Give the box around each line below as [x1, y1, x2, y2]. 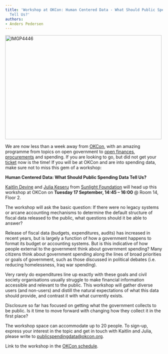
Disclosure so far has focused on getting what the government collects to [5, 302, 156, 308]
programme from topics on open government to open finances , [5, 148, 135, 155]
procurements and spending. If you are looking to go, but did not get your [5, 154, 156, 160]
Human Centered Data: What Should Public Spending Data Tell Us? [5, 174, 146, 180]
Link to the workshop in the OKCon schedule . [5, 343, 98, 349]
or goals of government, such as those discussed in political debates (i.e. [5, 256, 156, 262]
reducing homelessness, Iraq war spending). [5, 262, 97, 268]
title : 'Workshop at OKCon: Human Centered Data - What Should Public [5, 7, 155, 12]
